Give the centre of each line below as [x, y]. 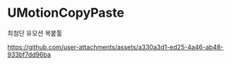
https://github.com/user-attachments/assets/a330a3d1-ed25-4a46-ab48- [115, 47]
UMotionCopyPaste [66, 13]
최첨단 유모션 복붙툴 [35, 33]
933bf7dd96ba [29, 55]
